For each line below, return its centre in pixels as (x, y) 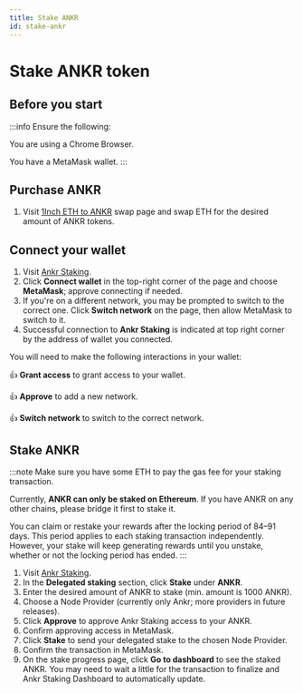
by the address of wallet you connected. (98, 339)
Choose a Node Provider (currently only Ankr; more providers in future (154, 601)
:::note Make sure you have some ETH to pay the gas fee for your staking (146, 472)
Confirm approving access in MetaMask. (98, 630)
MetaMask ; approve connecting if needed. (102, 291)
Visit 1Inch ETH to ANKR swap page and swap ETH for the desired (145, 212)
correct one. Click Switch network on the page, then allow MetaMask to (157, 310)
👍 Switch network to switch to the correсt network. (107, 418)
